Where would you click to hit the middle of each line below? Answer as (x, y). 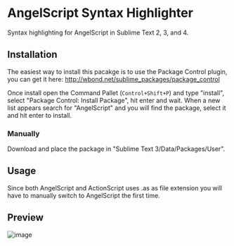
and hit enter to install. (40, 115)
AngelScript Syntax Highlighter (100, 13)
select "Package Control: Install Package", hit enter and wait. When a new (114, 100)
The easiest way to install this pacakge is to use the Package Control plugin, (117, 71)
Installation (32, 55)
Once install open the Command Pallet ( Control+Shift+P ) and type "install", (116, 92)
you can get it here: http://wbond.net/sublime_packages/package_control (113, 79)
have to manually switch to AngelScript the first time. (84, 195)
